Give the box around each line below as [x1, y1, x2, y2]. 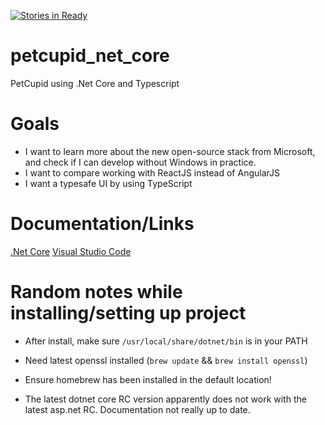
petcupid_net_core [10, 45, 170, 67]
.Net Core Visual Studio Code [10, 245, 132, 257]
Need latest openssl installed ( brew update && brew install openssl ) [24, 354, 308, 366]
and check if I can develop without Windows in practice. [24, 156, 257, 168]
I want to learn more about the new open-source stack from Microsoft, [24, 145, 316, 157]
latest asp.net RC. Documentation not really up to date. [24, 403, 251, 415]
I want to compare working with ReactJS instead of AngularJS [24, 166, 280, 179]
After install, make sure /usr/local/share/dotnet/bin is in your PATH [24, 335, 308, 347]
